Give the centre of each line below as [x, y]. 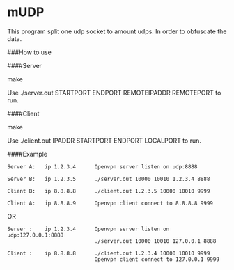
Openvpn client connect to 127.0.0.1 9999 [157, 259]
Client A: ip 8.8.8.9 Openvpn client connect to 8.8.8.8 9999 [110, 203]
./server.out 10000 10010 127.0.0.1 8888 [155, 241]
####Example [27, 154]
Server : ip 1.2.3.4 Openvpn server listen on [88, 229]
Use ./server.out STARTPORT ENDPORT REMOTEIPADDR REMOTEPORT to [114, 93]
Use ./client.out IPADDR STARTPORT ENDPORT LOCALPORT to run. [104, 141]
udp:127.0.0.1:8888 [36, 235]
